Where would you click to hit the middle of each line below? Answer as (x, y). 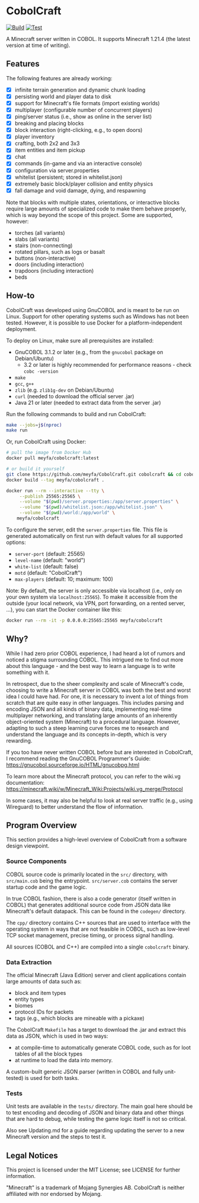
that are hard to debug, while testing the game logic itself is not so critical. (97, 1119)
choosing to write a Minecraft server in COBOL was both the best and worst (99, 690)
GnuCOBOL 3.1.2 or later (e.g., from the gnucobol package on (89, 352)
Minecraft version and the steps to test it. (56, 1137)
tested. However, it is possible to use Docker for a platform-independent (94, 323)
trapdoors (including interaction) (54, 270)
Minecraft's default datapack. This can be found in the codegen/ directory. (96, 911)
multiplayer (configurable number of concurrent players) (84, 110)
